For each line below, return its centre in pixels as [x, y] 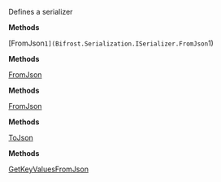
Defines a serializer [41, 12]
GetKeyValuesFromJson [49, 169]
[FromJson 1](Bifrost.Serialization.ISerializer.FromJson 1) [111, 43]
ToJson [21, 138]
